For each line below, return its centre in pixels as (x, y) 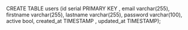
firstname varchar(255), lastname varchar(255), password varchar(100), (94, 15)
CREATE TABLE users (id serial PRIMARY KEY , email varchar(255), (88, 9)
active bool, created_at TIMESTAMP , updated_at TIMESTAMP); (84, 21)
